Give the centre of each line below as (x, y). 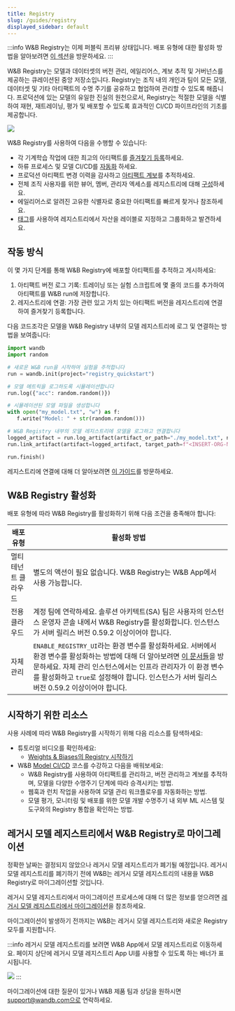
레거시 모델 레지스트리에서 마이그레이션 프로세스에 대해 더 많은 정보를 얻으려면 (114, 897)
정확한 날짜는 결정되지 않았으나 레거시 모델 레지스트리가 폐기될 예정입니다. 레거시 (117, 865)
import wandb (26, 348)
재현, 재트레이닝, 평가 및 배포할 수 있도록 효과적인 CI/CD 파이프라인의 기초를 (123, 106)
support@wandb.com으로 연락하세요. (60, 1000)
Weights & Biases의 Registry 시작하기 (80, 757)
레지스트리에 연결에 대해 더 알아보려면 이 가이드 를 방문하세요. (90, 471)
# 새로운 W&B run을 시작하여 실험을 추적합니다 (66, 367)
